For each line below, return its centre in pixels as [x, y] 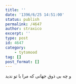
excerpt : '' [18, 33]
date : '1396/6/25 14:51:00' [35, 15]
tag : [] [13, 57]
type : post [17, 38]
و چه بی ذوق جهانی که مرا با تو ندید [38, 76]
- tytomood [26, 52]
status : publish [22, 19]
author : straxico [24, 29]
